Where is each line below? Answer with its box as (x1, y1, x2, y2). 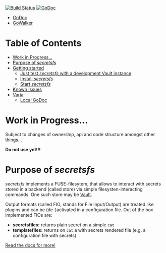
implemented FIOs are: (5, 212, 52, 218)
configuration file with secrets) (12, 232, 77, 238)
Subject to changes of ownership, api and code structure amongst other (5, 131, 155, 137)
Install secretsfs (20, 76, 53, 82)
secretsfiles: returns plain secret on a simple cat (12, 222, 115, 228)
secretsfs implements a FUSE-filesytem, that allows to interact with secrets (5, 180, 161, 186)
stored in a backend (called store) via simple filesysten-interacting (5, 186, 143, 192)
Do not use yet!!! (5, 146, 41, 152)
